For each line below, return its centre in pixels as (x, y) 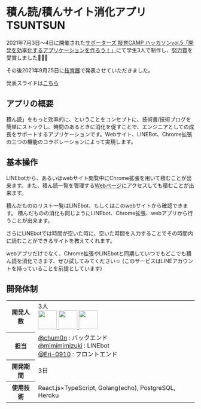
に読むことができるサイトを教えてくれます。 (61, 240)
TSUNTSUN (36, 25)
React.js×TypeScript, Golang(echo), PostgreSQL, (107, 387)
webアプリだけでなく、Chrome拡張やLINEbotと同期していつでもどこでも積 (99, 253)
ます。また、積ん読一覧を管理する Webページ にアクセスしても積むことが (100, 185)
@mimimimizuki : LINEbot (74, 346)
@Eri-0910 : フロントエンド (78, 355)
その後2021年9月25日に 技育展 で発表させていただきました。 (80, 70)
